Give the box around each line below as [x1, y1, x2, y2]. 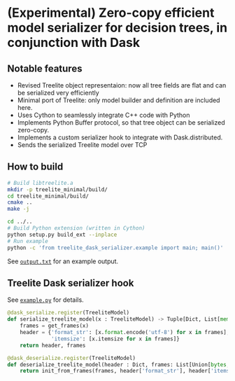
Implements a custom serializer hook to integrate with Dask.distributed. [17, 133, 223, 141]
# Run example [7, 237, 49, 244]
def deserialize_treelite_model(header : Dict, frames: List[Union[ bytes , [7, 361, 230, 368]
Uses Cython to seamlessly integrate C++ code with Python [17, 111, 190, 119]
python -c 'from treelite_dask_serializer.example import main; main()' [7, 244, 224, 251]
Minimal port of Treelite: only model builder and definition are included [17, 96, 220, 104]
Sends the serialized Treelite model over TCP [17, 141, 148, 148]
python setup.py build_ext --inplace [7, 231, 117, 238]
